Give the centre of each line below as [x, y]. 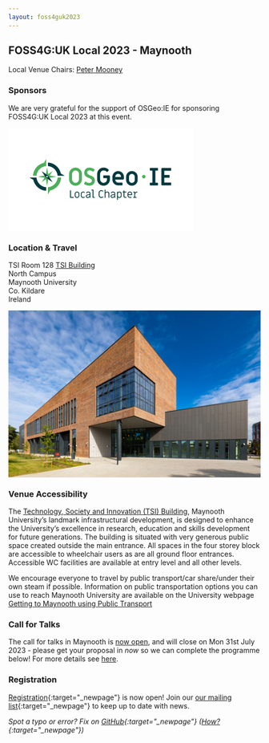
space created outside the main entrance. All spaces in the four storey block [134, 545]
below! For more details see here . [63, 659]
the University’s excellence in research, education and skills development [129, 528]
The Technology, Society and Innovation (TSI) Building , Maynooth [116, 511]
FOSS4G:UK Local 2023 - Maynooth [100, 51]
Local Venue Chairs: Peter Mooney [66, 70]
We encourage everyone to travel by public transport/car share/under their [131, 578]
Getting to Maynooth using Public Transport [80, 603]
